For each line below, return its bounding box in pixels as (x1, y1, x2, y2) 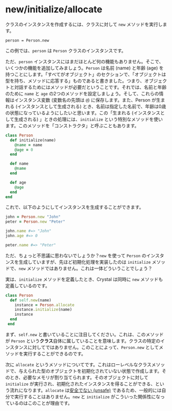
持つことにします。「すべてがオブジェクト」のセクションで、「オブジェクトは (5, 71, 166, 77)
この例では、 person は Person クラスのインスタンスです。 (5, 47, 126, 53)
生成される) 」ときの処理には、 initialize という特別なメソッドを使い (14, 116, 163, 122)
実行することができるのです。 (23, 350, 86, 357)
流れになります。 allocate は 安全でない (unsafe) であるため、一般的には (9, 387, 162, 393)
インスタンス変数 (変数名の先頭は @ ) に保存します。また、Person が (14, 96, 157, 103)
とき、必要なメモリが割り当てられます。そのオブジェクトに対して (9, 374, 149, 380)
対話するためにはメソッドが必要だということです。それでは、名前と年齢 (14, 84, 167, 90)
